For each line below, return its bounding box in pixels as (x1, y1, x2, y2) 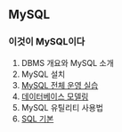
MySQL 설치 (20, 69, 66, 79)
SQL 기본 (20, 113, 54, 124)
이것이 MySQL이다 (8, 36, 85, 48)
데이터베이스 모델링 (20, 91, 89, 102)
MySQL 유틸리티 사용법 (20, 102, 104, 112)
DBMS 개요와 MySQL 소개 (20, 57, 115, 68)
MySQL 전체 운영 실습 (20, 79, 99, 90)
